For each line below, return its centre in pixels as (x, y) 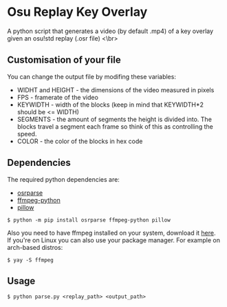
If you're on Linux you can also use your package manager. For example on (113, 240)
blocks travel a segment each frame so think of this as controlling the (115, 126)
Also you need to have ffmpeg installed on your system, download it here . (111, 233)
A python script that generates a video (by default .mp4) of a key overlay (110, 31)
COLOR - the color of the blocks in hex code (80, 141)
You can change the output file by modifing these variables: (92, 76)
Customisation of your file (64, 60)
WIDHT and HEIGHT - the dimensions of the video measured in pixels (116, 89)
